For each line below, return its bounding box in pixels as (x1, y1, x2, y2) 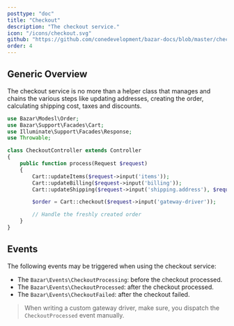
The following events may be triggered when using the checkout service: (7, 262, 217, 270)
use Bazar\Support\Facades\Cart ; (7, 121, 104, 129)
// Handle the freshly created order (32, 211, 141, 218)
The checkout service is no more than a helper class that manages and (7, 86, 211, 95)
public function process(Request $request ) (19, 160, 148, 167)
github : (7, 36, 30, 43)
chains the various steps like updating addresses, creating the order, (7, 94, 204, 102)
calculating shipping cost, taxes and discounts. (7, 102, 142, 110)
